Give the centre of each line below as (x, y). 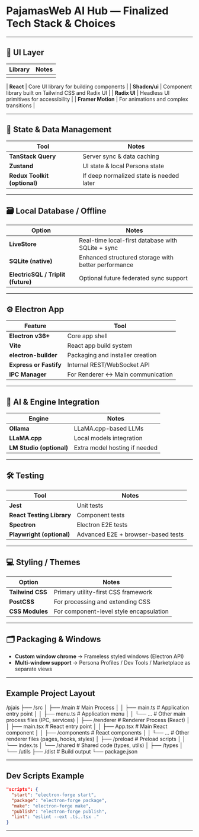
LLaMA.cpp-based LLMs (109, 429)
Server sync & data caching (121, 156)
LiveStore (23, 244)
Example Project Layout (51, 693)
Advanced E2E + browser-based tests (130, 534)
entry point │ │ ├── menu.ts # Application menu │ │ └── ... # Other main (96, 714)
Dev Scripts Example (45, 776)
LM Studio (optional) (39, 448)
